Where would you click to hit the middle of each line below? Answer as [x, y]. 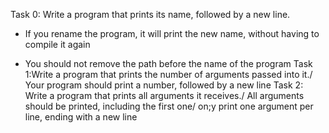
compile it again [57, 44]
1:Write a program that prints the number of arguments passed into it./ [168, 74]
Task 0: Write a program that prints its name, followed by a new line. [150, 14]
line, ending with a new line [81, 117]
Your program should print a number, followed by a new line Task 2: [164, 85]
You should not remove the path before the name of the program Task [168, 63]
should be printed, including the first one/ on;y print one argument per [169, 106]
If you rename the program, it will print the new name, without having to [172, 33]
